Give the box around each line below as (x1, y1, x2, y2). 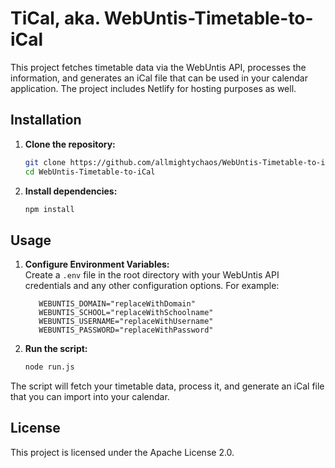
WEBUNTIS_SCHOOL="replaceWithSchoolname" (38, 308, 214, 318)
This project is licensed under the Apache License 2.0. (10, 446, 235, 458)
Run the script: (24, 343, 88, 355)
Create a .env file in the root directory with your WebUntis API (24, 269, 280, 281)
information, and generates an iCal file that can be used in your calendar (10, 72, 308, 84)
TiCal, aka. (10, 7, 101, 30)
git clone (24, 157, 67, 167)
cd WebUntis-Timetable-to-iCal (24, 167, 156, 177)
